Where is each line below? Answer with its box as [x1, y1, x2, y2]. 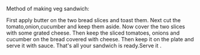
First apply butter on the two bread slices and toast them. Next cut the [6, 17, 181, 23]
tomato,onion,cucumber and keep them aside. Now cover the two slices [6, 23, 185, 30]
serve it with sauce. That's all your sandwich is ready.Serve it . [6, 42, 162, 49]
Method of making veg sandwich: [6, 5, 89, 12]
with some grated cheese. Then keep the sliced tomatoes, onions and [6, 29, 180, 36]
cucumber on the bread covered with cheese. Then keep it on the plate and [6, 36, 195, 42]
